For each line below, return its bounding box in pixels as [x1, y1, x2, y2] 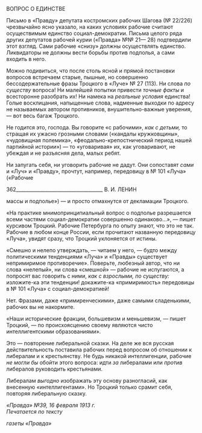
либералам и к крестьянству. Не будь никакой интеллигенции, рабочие [6, 353, 192, 359]
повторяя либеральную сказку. [6, 390, 87, 397]
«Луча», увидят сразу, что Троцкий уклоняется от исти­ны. [6, 235, 157, 242]
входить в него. [6, 56, 46, 62]
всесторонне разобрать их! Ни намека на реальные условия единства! [6, 93, 191, 100]
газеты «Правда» [6, 420, 52, 427]
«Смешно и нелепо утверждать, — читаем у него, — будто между [6, 247, 177, 253]
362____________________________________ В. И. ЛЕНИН [6, 186, 137, 193]
